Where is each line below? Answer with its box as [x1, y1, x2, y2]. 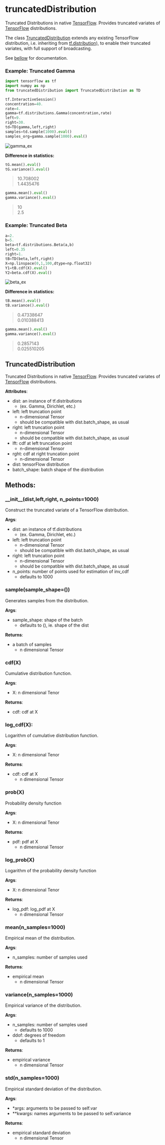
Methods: [5, 481, 36, 490]
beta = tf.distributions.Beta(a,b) [5, 243, 74, 247]
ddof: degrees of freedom [12, 1032, 65, 1038]
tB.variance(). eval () [5, 303, 50, 308]
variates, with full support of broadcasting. [5, 45, 92, 51]
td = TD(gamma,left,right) [5, 125, 56, 130]
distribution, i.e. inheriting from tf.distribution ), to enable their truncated [5, 40, 151, 46]
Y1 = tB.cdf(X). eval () [5, 265, 48, 270]
